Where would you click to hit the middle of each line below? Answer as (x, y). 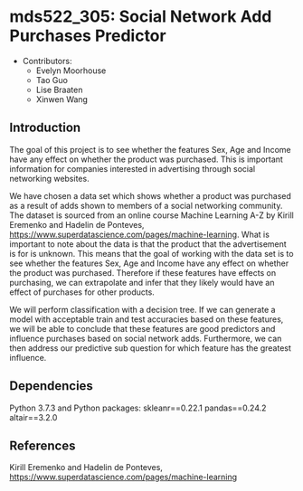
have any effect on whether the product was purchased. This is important (146, 159)
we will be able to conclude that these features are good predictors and (142, 328)
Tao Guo (52, 80)
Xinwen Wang (62, 99)
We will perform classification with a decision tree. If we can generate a (142, 309)
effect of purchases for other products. (82, 292)
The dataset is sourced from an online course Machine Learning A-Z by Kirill (151, 215)
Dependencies (51, 386)
